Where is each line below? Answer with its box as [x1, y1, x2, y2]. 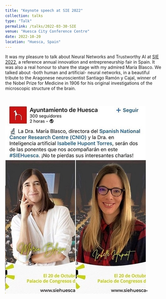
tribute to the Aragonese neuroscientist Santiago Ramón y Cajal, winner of [5, 75, 157, 80]
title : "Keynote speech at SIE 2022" [5, 8, 83, 13]
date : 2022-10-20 [5, 34, 41, 39]
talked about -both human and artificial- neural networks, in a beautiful [5, 70, 150, 75]
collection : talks [5, 13, 43, 18]
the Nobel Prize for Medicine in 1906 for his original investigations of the [5, 80, 153, 86]
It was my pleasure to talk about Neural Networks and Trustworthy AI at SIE [5, 54, 159, 60]
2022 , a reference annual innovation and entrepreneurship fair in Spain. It [5, 59, 155, 65]
